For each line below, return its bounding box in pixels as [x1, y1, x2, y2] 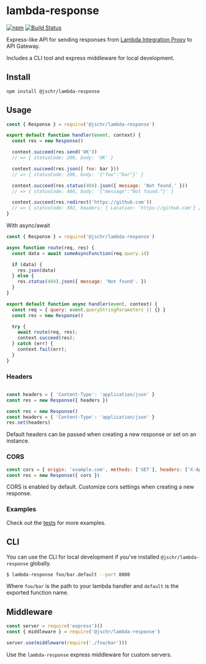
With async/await [6, 222, 50, 229]
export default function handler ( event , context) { [6, 132, 141, 139]
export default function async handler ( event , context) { [6, 301, 158, 307]
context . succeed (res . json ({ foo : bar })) [12, 166, 120, 172]
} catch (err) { [12, 341, 53, 347]
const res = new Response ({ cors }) [6, 472, 100, 478]
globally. [29, 559, 51, 567]
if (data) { [12, 261, 43, 267]
